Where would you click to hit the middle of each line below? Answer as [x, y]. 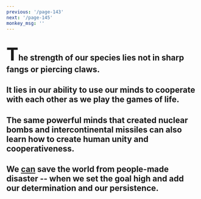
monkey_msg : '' [26, 23]
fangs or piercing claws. [53, 69]
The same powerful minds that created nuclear [97, 120]
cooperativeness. [41, 148]
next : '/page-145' [30, 18]
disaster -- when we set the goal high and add [95, 179]
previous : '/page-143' [35, 12]
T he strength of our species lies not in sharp [95, 54]
